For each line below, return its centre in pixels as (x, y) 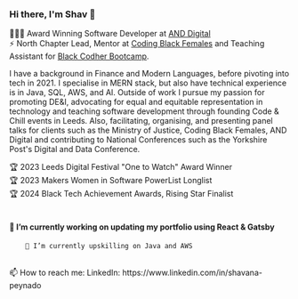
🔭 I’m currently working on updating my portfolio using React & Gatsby (142, 227)
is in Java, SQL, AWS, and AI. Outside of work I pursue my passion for (137, 93)
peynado (25, 285)
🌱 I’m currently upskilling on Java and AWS (109, 246)
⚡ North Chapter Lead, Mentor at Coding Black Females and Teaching (137, 44)
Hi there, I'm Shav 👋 (52, 14)
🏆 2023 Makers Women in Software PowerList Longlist (111, 181)
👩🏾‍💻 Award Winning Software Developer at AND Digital (110, 34)
